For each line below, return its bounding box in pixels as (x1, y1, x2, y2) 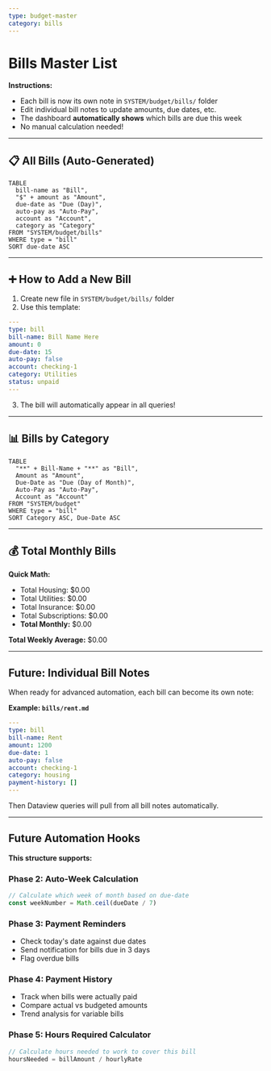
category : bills (8, 19, 63, 27)
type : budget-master (8, 11, 78, 20)
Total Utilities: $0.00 (19, 594, 87, 603)
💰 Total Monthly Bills (8, 544, 117, 558)
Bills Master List (8, 54, 118, 73)
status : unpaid (8, 378, 60, 386)
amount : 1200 (8, 741, 52, 749)
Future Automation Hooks (8, 831, 141, 845)
